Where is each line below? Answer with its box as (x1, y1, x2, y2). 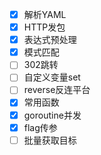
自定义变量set (23, 71, 81, 83)
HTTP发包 (23, 21, 66, 33)
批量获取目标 (23, 134, 77, 146)
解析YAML (23, 9, 67, 20)
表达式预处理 (23, 34, 77, 46)
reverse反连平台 (23, 84, 91, 96)
